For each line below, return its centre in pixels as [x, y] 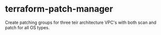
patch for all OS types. [27, 27]
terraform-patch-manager [59, 9]
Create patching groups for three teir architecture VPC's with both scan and [81, 22]
